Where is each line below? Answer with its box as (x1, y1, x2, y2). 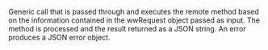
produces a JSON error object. (8, 32, 111, 42)
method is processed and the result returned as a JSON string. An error (8, 24, 246, 33)
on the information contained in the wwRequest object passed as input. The (8, 15, 261, 25)
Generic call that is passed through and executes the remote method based (8, 7, 260, 16)
